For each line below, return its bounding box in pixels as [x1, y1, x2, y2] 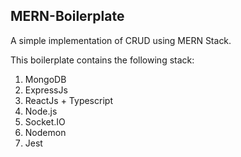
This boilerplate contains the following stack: [10, 54, 195, 66]
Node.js [24, 105, 58, 117]
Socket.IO [24, 115, 66, 128]
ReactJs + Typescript [24, 94, 113, 106]
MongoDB [24, 73, 67, 85]
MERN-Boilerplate [10, 8, 125, 25]
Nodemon [24, 126, 67, 138]
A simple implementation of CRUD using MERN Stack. [10, 34, 232, 46]
